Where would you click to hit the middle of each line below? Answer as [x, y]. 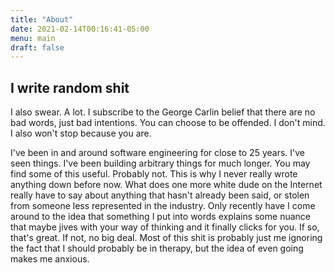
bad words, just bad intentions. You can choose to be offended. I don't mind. [168, 123]
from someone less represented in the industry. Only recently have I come [163, 206]
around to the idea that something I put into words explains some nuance [160, 217]
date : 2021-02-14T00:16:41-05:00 [80, 29]
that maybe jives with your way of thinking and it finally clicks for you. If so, [165, 227]
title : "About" [42, 19]
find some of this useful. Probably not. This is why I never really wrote [154, 174]
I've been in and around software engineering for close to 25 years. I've [157, 153]
